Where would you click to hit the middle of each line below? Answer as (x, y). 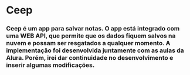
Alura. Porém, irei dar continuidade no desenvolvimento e (90, 58)
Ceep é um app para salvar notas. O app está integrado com (93, 29)
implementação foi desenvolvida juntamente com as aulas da (95, 50)
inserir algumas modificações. (50, 65)
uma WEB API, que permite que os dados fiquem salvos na (91, 36)
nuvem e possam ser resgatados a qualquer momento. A (88, 43)
